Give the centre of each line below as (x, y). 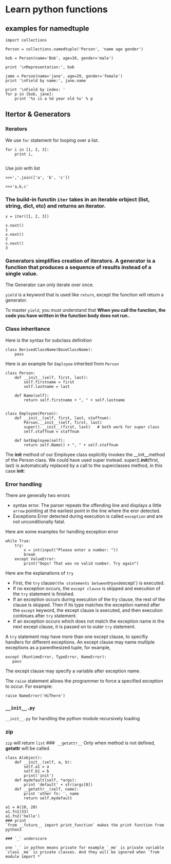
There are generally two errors (38, 495)
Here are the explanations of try (40, 573)
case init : (15, 471)
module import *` (24, 857)
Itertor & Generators (38, 114)
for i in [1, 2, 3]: (27, 149)
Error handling (24, 484)
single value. (22, 273)
